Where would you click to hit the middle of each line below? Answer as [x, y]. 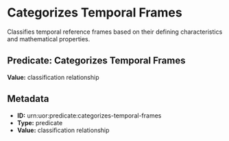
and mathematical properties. [49, 39]
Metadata [28, 99]
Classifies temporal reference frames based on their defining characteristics [115, 32]
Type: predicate [40, 122]
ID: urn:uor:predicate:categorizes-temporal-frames [89, 116]
